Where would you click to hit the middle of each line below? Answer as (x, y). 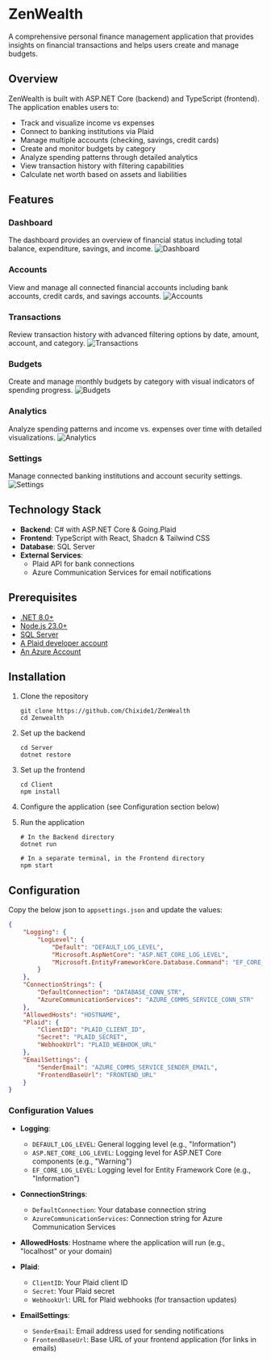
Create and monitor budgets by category (88, 148)
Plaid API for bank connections (83, 563)
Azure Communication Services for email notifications (122, 572)
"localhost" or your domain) (66, 1251)
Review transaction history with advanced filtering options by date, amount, (134, 335)
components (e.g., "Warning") (82, 1161)
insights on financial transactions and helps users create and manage (124, 44)
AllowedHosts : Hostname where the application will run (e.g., (123, 1242)
